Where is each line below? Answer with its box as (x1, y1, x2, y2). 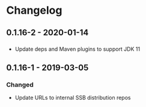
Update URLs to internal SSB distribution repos (14, 94, 131, 102)
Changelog (6, 4, 62, 17)
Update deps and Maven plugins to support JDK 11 (14, 45, 140, 53)
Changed (6, 80, 34, 88)
